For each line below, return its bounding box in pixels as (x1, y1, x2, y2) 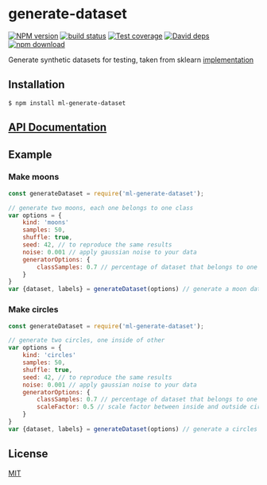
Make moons (8, 172, 60, 183)
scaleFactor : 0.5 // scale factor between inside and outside (37, 403, 247, 411)
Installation (8, 78, 65, 91)
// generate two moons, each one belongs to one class (8, 204, 194, 211)
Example (8, 148, 52, 161)
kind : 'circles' (22, 351, 77, 359)
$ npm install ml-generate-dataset (8, 99, 126, 107)
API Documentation (8, 121, 107, 134)
